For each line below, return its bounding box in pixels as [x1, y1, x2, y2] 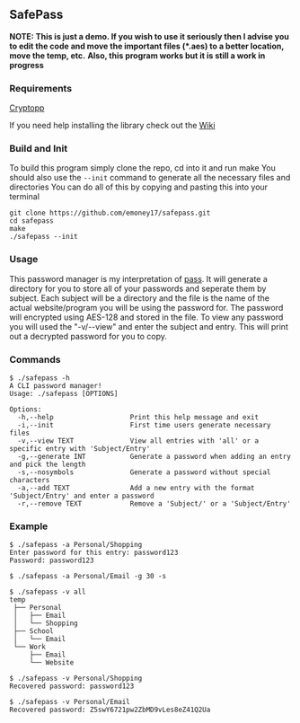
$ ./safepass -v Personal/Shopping [9, 674, 143, 683]
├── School [13, 627, 54, 636]
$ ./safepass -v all [9, 587, 87, 596]
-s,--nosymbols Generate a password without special [17, 468, 271, 477]
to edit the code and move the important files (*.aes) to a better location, [9, 40, 285, 51]
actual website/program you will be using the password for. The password [9, 302, 284, 313]
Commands [9, 353, 61, 366]
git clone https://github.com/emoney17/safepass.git [9, 208, 211, 218]
